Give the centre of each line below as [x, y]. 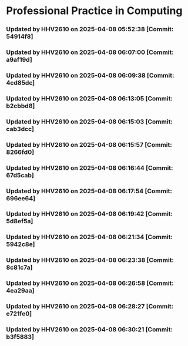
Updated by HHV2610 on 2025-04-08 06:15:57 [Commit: [89, 145]
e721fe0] [19, 314]
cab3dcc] [20, 129]
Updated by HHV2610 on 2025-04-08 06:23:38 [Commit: [90, 260]
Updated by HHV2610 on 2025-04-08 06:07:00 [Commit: [90, 52]
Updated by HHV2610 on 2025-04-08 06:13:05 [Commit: [90, 98]
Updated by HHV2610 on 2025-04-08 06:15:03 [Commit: [90, 122]
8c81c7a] [20, 267]
